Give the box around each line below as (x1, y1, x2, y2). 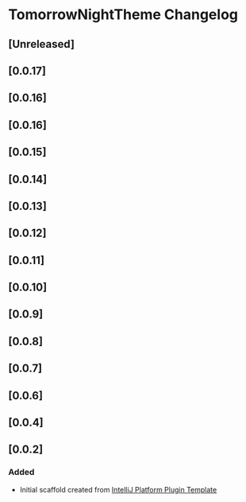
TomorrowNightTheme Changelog (8, 6, 238, 24)
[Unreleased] (8, 37, 75, 51)
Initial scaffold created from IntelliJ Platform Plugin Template (19, 484, 217, 494)
